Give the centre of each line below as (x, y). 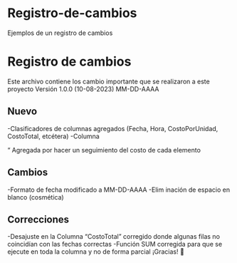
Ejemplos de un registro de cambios (60, 33)
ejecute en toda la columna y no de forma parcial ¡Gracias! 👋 (96, 252)
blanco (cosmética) (36, 197)
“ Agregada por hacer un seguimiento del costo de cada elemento (104, 150)
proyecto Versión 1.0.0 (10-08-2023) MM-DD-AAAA (83, 89)
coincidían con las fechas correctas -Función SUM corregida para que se (115, 244)
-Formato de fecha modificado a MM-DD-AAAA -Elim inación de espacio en (118, 190)
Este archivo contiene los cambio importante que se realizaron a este (109, 81)
